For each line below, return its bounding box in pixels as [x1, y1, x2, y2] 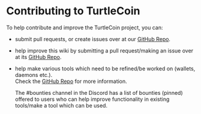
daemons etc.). [14, 71, 53, 78]
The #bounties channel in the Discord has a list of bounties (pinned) [14, 89, 183, 96]
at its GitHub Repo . [14, 53, 62, 60]
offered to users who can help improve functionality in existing [14, 95, 170, 103]
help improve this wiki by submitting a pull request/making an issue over [14, 47, 194, 54]
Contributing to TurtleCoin [6, 4, 140, 18]
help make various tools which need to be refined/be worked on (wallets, [14, 64, 196, 72]
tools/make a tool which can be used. [14, 101, 108, 109]
